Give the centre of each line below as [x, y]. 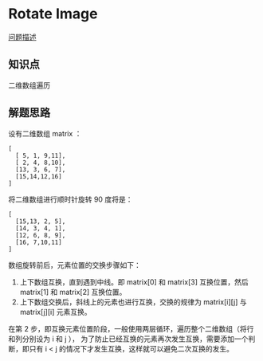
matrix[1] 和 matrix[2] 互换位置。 [73, 292]
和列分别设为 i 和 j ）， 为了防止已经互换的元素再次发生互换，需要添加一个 [128, 339]
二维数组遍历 [29, 85]
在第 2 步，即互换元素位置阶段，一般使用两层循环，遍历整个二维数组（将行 [131, 328]
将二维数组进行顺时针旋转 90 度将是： [71, 199]
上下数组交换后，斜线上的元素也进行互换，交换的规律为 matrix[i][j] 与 [133, 302]
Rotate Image [53, 14]
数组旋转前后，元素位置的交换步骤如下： [75, 265]
